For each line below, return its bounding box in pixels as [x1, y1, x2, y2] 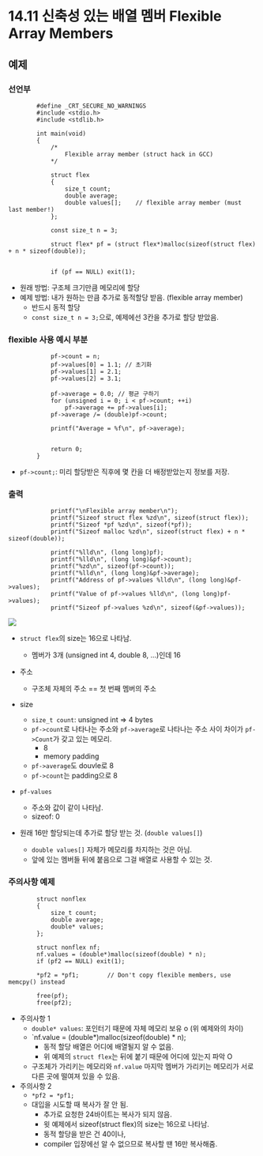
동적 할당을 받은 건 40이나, [43, 1129, 126, 1139]
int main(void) [36, 130, 87, 137]
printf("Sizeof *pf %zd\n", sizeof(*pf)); [50, 521, 193, 529]
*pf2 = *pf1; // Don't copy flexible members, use [36, 971, 231, 979]
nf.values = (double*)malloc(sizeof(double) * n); [36, 950, 207, 958]
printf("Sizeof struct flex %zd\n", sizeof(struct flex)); [50, 514, 249, 522]
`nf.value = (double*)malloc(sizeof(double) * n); [31, 1032, 187, 1041]
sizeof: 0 [31, 811, 61, 822]
